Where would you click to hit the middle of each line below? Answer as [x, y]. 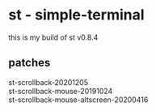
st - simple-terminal [76, 15]
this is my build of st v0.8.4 [53, 37]
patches [30, 63]
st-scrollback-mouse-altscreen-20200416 [78, 100]
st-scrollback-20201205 [48, 82]
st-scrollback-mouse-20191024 [61, 91]
